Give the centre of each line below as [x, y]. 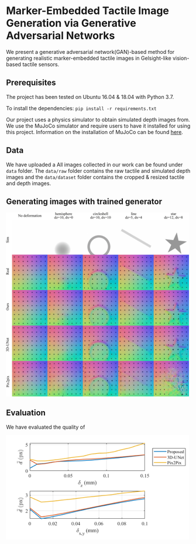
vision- [181, 58]
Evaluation [26, 413]
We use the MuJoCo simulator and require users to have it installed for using [98, 126]
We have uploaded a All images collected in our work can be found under [94, 165]
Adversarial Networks [61, 36]
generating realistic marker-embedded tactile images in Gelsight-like [89, 58]
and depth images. [29, 183]
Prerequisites [31, 83]
